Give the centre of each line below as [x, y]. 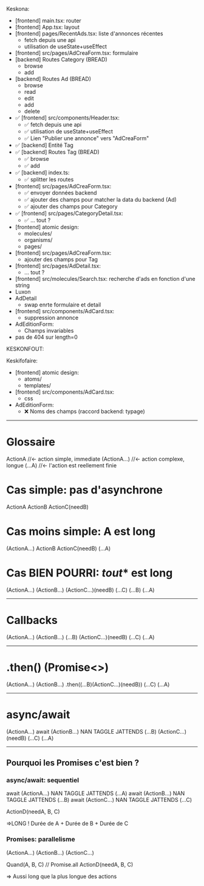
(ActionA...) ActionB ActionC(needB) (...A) [59, 548]
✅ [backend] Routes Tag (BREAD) [57, 152]
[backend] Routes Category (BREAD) [61, 59]
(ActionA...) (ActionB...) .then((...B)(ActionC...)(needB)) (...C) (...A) [88, 684]
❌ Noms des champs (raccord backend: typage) [85, 411]
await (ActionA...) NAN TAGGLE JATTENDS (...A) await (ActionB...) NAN [96, 793]
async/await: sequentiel [43, 780]
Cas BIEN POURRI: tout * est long [90, 573]
